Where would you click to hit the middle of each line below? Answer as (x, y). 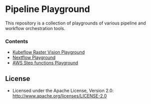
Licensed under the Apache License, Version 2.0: (63, 90)
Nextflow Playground (34, 57)
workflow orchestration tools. (35, 28)
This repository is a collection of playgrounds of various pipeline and (75, 23)
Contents (17, 41)
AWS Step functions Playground (45, 63)
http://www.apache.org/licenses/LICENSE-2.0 (60, 96)
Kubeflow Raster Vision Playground (49, 52)
